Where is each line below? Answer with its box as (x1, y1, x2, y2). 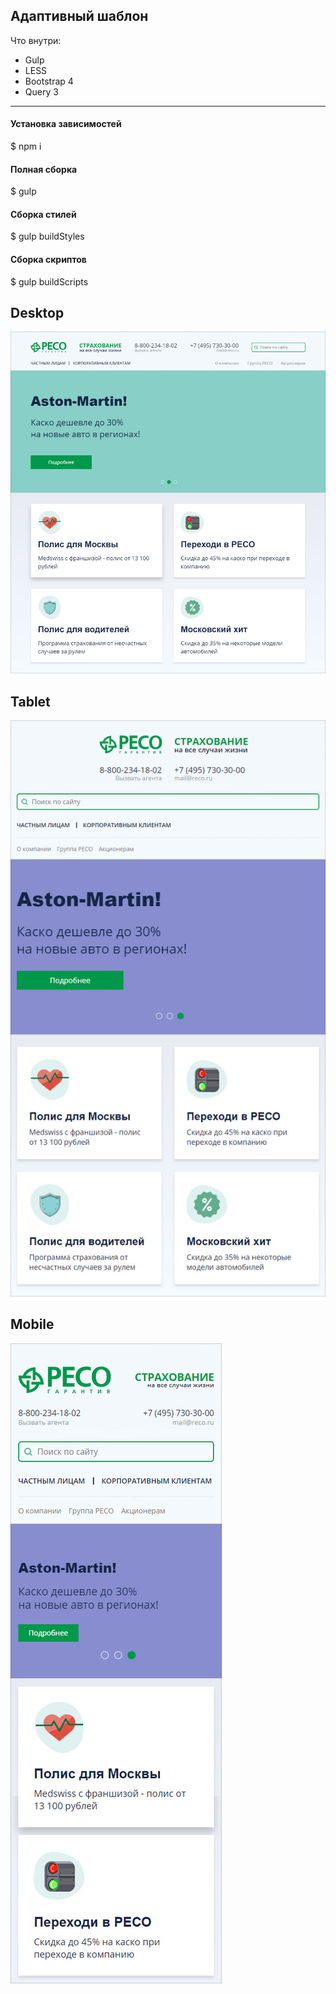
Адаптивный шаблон (10, 8, 149, 25)
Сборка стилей (10, 208, 77, 220)
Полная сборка (10, 163, 78, 175)
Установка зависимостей (10, 118, 122, 130)
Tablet (10, 693, 51, 710)
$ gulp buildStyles (10, 230, 85, 243)
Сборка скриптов (10, 254, 87, 266)
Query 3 (24, 85, 59, 98)
